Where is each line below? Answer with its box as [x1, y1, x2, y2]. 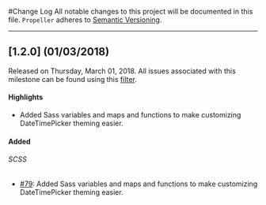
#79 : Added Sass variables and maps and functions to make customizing [19, 179, 258, 188]
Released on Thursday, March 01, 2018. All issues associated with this [8, 66, 236, 76]
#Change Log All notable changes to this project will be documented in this [8, 7, 253, 16]
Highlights [8, 92, 44, 102]
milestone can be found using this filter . [8, 74, 137, 84]
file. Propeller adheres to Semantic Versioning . [8, 15, 162, 24]
